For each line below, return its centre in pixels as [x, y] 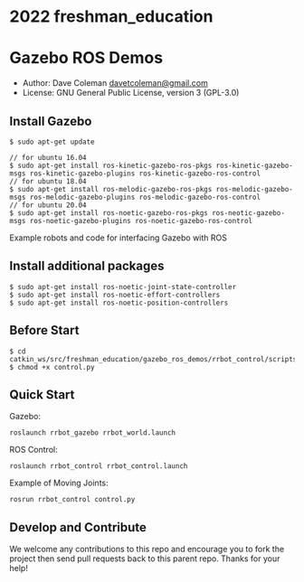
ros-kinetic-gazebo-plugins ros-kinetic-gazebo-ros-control [145, 174]
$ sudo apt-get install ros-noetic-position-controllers [119, 303]
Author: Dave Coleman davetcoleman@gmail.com [115, 83]
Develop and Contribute [78, 527]
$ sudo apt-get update [52, 142]
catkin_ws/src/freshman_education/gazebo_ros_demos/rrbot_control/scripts [153, 359]
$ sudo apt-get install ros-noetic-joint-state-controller [123, 286]
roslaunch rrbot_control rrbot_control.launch [99, 466]
